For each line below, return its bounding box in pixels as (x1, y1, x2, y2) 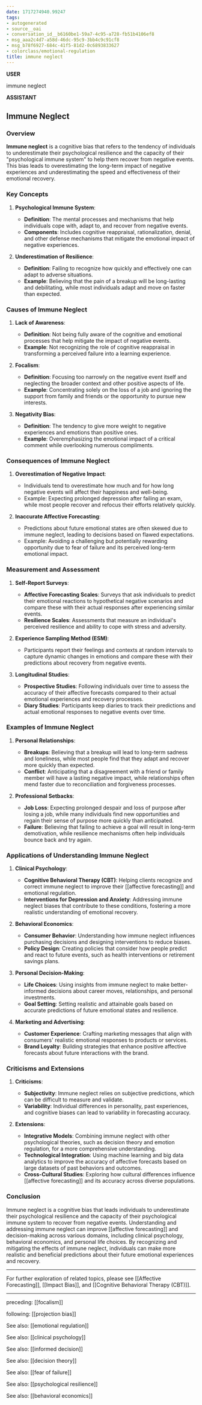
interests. (23, 399, 47, 406)
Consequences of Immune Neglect (6, 456, 110, 465)
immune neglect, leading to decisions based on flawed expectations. (23, 531, 194, 538)
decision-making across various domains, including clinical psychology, (6, 1232, 185, 1239)
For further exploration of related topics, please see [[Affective (6, 1275, 161, 1282)
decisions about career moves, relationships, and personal (47, 987, 193, 995)
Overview (6, 129, 35, 138)
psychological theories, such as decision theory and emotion (23, 1139, 176, 1146)
